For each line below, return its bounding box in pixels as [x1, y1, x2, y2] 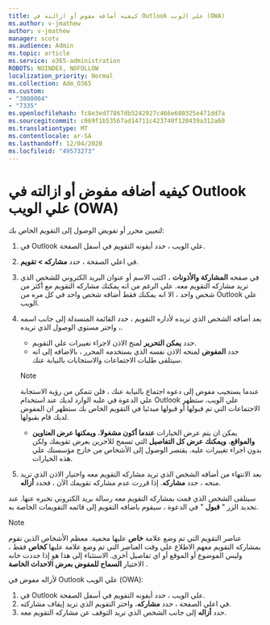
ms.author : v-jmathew [8, 19, 81, 27]
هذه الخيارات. [31, 454, 73, 464]
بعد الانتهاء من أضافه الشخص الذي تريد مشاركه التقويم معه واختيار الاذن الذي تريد [19, 469, 262, 479]
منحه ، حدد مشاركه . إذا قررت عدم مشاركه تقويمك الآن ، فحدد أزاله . [19, 478, 222, 488]
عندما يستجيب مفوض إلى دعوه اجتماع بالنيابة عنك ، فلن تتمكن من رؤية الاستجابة [19, 387, 260, 396]
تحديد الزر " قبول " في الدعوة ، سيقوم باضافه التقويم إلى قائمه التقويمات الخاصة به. [8, 502, 259, 512]
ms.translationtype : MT [8, 124, 89, 132]
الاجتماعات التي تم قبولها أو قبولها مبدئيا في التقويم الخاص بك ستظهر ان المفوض [19, 404, 260, 413]
